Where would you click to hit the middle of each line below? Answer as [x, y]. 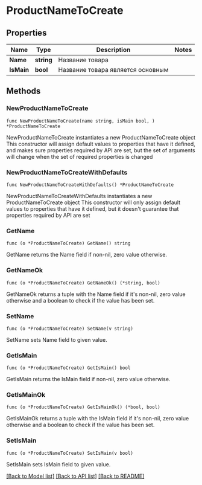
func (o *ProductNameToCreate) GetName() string [68, 243]
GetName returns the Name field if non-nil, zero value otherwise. [87, 255]
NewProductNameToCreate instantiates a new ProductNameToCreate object [101, 137]
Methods [24, 91]
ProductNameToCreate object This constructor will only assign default [93, 202]
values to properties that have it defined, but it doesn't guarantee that [93, 208]
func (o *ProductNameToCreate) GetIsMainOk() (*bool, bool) [84, 407]
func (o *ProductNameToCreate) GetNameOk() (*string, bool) [84, 283]
